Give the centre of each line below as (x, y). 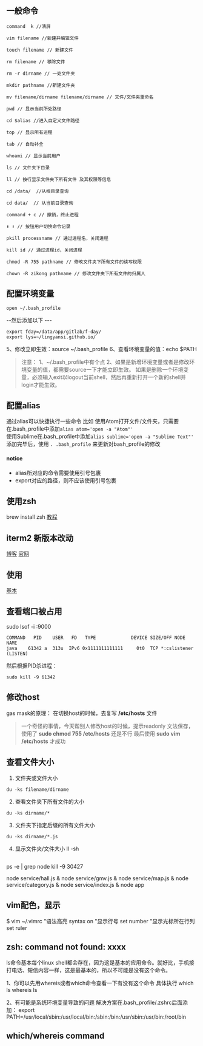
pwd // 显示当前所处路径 (34, 109)
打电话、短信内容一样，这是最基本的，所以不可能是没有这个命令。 (88, 970)
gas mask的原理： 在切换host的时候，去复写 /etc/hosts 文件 (82, 713)
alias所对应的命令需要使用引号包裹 (58, 473)
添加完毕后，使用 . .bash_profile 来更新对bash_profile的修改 (83, 444)
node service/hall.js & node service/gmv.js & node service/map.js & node (98, 878)
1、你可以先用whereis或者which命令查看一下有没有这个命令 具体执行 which (100, 983)
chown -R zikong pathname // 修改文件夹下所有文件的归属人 (76, 273)
